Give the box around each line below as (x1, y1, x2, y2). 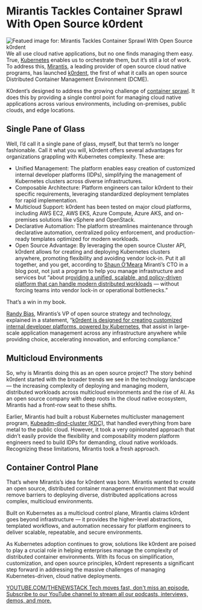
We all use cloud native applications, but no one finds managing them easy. (6, 50, 194, 57)
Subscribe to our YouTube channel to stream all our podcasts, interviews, (6, 591, 189, 598)
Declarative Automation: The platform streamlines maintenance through (14, 222, 193, 230)
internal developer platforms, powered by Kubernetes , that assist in (6, 323, 174, 330)
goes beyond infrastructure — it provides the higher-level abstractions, (6, 516, 183, 523)
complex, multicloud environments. (6, 498, 93, 505)
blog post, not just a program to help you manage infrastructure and (14, 267, 184, 274)
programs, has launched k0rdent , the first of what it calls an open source (6, 69, 188, 76)
